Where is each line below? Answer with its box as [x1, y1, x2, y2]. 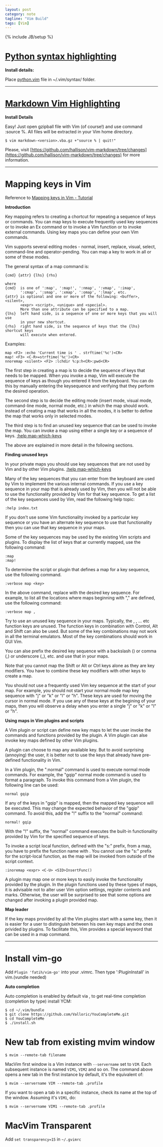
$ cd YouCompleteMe [5, 1016, 45, 1021]
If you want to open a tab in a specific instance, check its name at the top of [5, 1089, 157, 1095]
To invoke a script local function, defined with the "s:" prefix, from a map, [5, 843, 152, 849]
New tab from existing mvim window [5, 1037, 155, 1048]
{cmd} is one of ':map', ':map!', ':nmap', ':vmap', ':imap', [5, 286, 136, 291]
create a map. [5, 673, 33, 679]
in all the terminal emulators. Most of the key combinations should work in [5, 633, 153, 640]
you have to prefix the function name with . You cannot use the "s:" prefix [5, 848, 152, 854]
